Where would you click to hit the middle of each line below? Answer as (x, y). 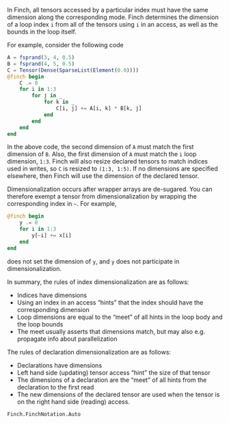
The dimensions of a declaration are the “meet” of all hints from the (112, 380)
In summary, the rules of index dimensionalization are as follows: (98, 282)
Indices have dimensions (52, 295)
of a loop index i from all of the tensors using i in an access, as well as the (112, 24)
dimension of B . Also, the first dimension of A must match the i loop (102, 154)
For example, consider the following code (66, 45)
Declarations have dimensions (59, 365)
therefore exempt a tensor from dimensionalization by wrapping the (102, 196)
